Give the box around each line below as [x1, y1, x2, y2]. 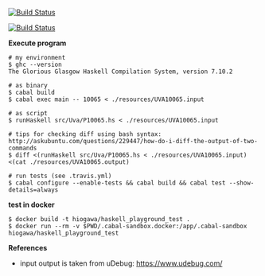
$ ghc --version [8, 60, 62, 68]
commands [8, 144, 37, 152]
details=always [8, 186, 59, 194]
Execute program [8, 38, 67, 48]
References [8, 243, 48, 252]
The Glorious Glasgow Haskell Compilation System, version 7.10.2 [8, 68, 233, 76]
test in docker [8, 200, 55, 209]
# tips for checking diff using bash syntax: [8, 130, 162, 138]
